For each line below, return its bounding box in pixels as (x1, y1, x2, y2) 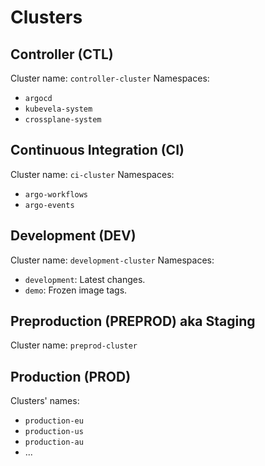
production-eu (24, 416, 84, 426)
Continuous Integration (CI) (10, 142, 185, 159)
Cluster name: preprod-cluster (10, 339, 138, 351)
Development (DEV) (10, 227, 137, 245)
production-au (24, 437, 84, 448)
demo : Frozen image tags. (24, 284, 128, 296)
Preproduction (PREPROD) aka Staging (10, 313, 256, 330)
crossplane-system (24, 115, 102, 125)
